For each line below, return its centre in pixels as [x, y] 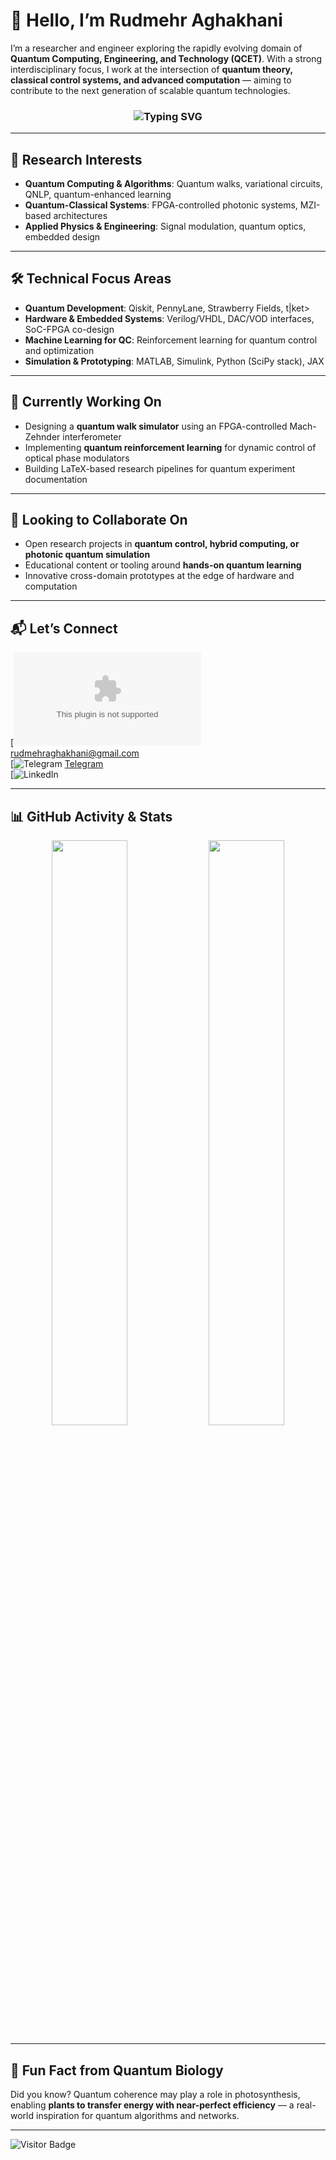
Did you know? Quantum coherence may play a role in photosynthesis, [155, 2094]
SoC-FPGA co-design [69, 329]
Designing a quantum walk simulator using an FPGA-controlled [156, 426]
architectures [80, 216]
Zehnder [42, 436]
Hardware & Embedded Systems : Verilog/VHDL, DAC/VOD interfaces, [169, 318]
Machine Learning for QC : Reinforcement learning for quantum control [171, 340]
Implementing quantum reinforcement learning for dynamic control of [170, 447]
